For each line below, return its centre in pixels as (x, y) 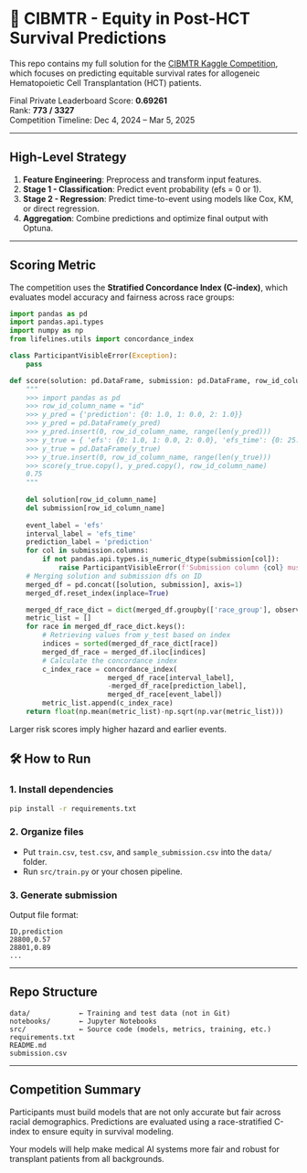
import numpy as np (47, 331)
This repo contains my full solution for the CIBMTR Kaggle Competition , (144, 63)
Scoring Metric (53, 266)
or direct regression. (61, 208)
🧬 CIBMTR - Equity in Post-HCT (130, 19)
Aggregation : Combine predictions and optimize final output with (145, 218)
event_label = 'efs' (65, 525)
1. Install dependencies (62, 790)
